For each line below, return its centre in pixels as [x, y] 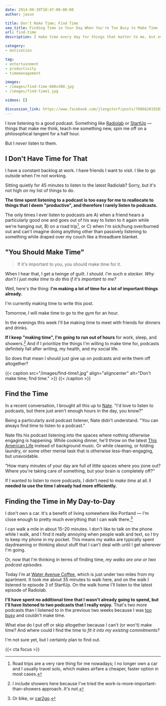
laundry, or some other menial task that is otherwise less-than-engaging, [79, 451]
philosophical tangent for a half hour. [42, 133]
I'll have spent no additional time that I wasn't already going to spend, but [82, 599]
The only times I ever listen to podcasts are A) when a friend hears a [75, 215]
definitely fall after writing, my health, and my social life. [62, 349]
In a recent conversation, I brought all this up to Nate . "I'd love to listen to [79, 406]
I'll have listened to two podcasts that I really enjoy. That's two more [76, 605]
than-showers [26, 689]
